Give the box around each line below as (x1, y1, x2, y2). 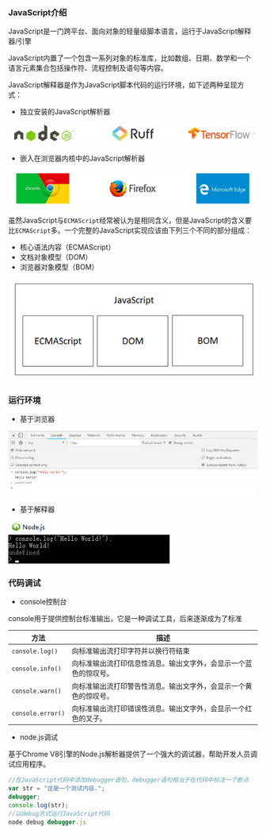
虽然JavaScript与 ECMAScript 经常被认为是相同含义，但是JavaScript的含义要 (8, 215, 253, 225)
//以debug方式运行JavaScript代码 (8, 809, 110, 817)
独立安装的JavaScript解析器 (19, 107, 111, 117)
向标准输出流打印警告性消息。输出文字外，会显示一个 (71, 681, 245, 690)
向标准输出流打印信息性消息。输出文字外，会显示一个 (71, 658, 245, 668)
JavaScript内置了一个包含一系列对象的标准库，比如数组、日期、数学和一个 (8, 53, 252, 63)
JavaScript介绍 (8, 6, 67, 17)
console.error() (11, 709, 66, 718)
